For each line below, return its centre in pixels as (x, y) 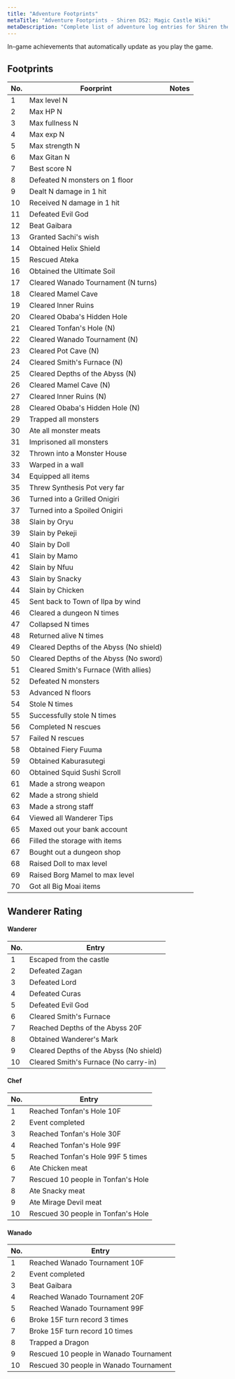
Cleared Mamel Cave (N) (70, 385)
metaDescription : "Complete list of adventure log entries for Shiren (112, 27)
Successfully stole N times (73, 716)
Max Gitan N (49, 157)
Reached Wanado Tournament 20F (87, 1297)
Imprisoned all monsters (69, 442)
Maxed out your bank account (78, 829)
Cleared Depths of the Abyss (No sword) (96, 658)
